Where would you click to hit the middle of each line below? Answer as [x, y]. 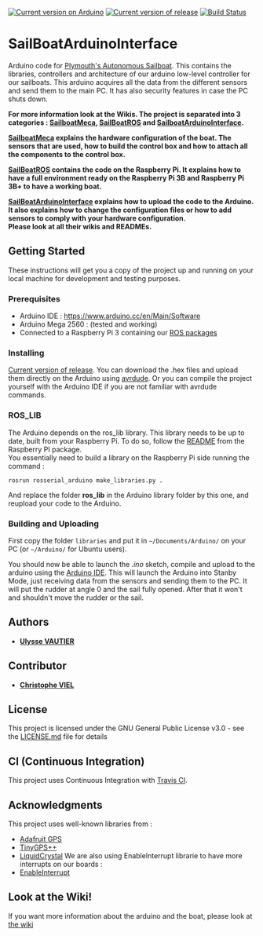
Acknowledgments [56, 805]
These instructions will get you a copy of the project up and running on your [131, 270]
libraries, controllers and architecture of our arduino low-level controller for [130, 74]
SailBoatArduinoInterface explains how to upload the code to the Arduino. [131, 201]
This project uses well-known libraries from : [80, 824]
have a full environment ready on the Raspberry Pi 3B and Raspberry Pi [126, 177]
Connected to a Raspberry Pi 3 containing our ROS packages [118, 333]
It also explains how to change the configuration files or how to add [120, 210]
